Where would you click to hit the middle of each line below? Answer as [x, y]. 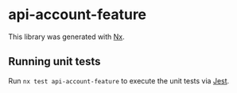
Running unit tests [54, 62]
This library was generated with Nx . [66, 37]
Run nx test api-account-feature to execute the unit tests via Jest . [119, 80]
